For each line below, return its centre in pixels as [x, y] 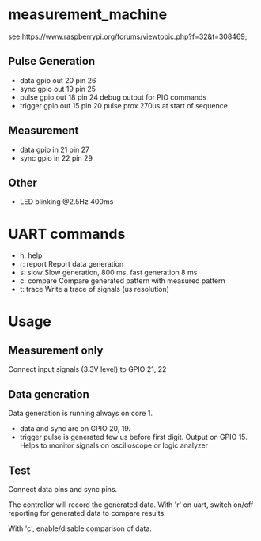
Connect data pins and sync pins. [63, 489]
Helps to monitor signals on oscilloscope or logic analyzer [113, 445]
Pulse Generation [52, 61]
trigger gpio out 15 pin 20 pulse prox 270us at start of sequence [123, 105]
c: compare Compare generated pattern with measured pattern [122, 281]
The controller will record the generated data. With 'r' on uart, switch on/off [131, 505]
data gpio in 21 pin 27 [54, 149]
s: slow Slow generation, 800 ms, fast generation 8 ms [108, 272]
